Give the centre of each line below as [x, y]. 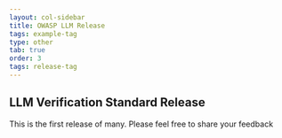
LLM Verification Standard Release [108, 103]
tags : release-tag [43, 67]
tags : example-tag [43, 34]
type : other [31, 42]
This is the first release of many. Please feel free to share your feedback [141, 124]
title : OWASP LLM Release [57, 26]
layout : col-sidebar [48, 17]
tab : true [28, 50]
